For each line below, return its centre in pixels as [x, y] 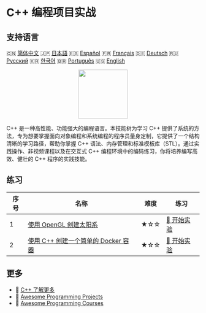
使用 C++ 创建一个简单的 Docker [74, 241]
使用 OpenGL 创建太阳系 [63, 225]
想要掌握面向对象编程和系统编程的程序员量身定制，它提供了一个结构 [113, 136]
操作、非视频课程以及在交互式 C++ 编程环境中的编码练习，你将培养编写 [102, 151]
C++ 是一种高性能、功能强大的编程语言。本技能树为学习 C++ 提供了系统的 [100, 128]
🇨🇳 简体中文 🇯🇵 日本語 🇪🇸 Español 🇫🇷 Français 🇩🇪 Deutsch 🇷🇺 [93, 53]
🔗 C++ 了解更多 [35, 290]
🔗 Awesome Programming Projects [59, 296]
